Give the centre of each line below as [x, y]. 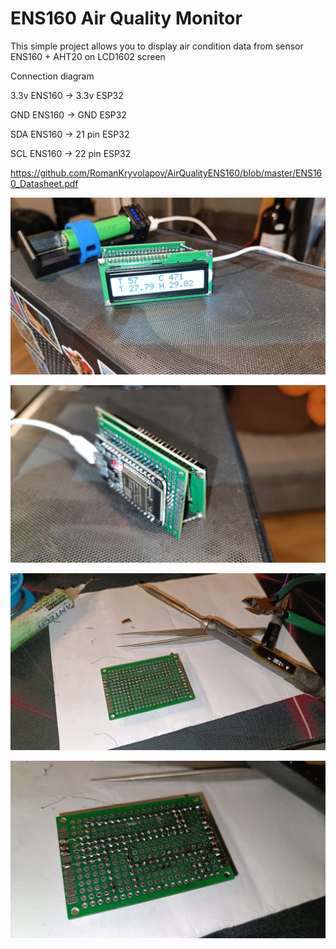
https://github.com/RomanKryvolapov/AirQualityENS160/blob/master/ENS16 [166, 173]
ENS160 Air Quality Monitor [126, 18]
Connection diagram [52, 76]
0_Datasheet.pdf [44, 183]
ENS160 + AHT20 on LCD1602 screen [88, 56]
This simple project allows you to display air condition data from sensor [157, 46]
